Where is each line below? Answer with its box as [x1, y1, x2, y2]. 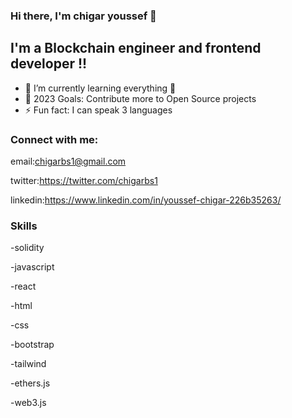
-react [10, 280, 37, 293]
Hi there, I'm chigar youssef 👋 [10, 9, 157, 23]
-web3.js [10, 397, 47, 409]
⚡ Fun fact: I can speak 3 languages [24, 104, 173, 116]
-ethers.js [10, 377, 51, 389]
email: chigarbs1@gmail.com [10, 155, 127, 168]
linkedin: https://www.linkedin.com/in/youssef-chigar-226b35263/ [10, 194, 282, 206]
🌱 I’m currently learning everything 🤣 [24, 82, 177, 94]
